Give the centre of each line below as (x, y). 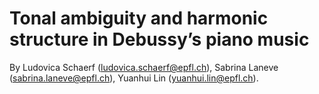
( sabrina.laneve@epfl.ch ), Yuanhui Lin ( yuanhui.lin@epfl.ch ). (134, 78)
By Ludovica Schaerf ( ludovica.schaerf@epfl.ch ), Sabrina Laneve (144, 67)
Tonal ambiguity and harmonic (139, 18)
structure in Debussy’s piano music (159, 39)
